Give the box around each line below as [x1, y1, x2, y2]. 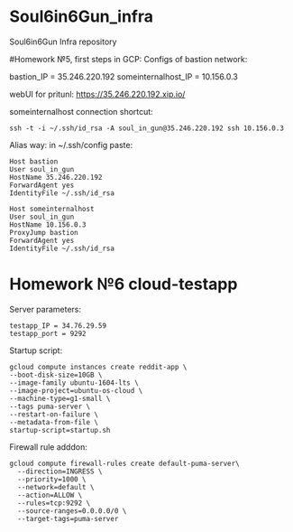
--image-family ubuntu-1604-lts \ [9, 378, 140, 387]
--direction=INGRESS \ [17, 467, 103, 476]
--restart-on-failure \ [9, 409, 99, 419]
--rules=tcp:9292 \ [17, 499, 91, 508]
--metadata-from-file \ [9, 417, 99, 426]
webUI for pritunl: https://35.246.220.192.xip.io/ [9, 89, 186, 99]
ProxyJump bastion [9, 228, 78, 237]
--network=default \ [17, 482, 95, 491]
